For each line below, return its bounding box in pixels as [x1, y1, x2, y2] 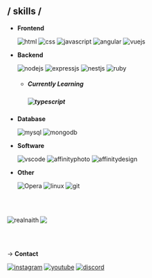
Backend [17, 50, 44, 59]
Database [17, 115, 46, 123]
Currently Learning [27, 80, 84, 89]
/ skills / [7, 6, 42, 17]
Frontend [17, 24, 45, 32]
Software [17, 142, 45, 150]
